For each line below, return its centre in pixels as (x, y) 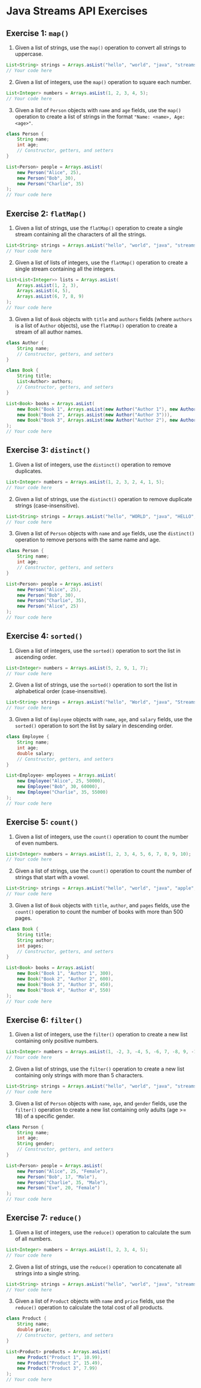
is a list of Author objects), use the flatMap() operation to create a (96, 325)
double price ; (34, 1330)
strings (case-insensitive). (47, 505)
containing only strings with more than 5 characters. (79, 1075)
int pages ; (31, 946)
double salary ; (36, 753)
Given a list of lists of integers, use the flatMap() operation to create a (101, 262)
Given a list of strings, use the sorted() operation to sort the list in (96, 685)
